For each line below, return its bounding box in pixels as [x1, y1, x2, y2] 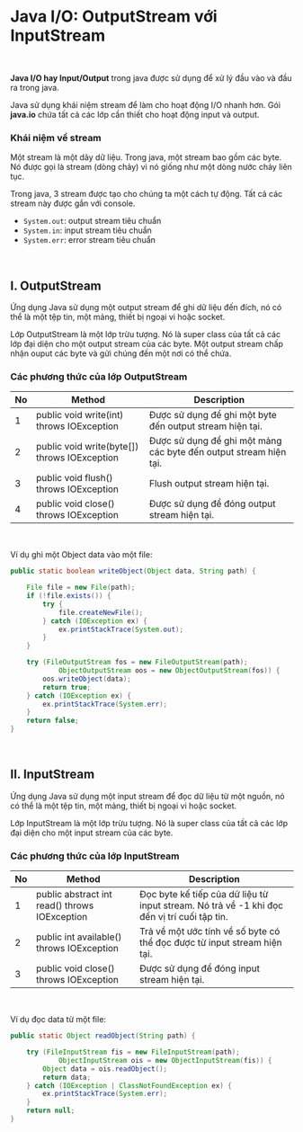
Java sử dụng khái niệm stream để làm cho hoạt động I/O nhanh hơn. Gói [10, 99, 281, 110]
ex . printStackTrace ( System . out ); [58, 625, 183, 634]
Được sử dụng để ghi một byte [148, 409, 277, 422]
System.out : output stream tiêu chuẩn [22, 216, 162, 227]
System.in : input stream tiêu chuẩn [22, 225, 152, 236]
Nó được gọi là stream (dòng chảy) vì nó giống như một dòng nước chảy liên [10, 162, 293, 173]
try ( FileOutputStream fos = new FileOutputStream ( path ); [26, 658, 248, 667]
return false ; [26, 717, 79, 726]
